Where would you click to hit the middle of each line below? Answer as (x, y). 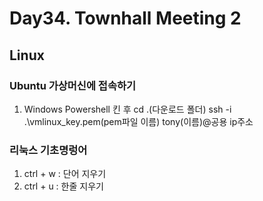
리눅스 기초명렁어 (48, 150)
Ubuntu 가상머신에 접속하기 (73, 85)
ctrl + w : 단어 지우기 (65, 174)
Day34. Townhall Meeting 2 (125, 18)
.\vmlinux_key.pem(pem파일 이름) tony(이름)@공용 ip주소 (138, 121)
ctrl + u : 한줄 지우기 (63, 186)
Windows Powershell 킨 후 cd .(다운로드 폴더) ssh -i (127, 109)
